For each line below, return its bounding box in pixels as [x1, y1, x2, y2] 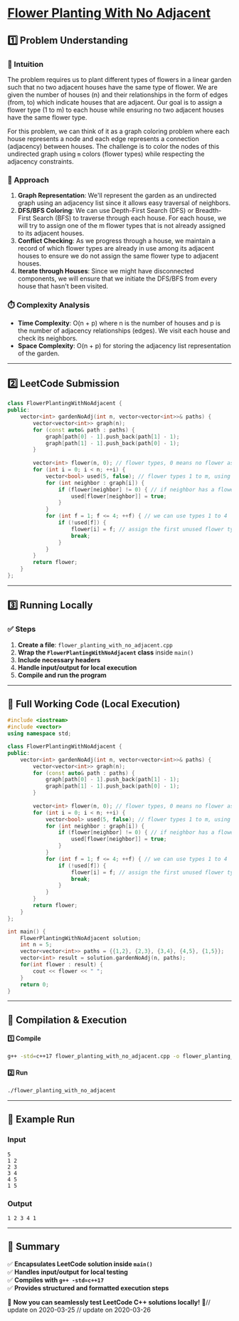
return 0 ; [20, 981, 50, 988]
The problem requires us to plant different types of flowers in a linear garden [7, 75, 232, 83]
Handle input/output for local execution [17, 663, 137, 672]
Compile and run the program [17, 671, 107, 679]
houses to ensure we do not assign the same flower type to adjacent [17, 251, 219, 261]
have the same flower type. [7, 113, 87, 122]
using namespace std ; [7, 730, 72, 738]
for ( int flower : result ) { [20, 961, 103, 968]
